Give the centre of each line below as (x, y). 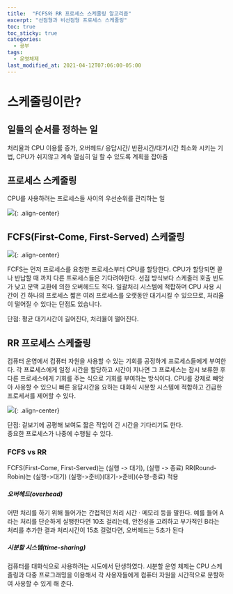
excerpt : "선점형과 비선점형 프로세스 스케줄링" (67, 20)
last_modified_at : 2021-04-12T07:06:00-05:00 (74, 65)
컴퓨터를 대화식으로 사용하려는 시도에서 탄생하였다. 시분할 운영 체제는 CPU (109, 566)
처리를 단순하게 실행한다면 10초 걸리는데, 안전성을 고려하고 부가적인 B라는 (120, 522)
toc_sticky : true (32, 33)
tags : (15, 53)
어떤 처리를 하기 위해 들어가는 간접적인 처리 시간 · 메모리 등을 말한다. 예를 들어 (113, 513)
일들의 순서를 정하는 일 (53, 130)
